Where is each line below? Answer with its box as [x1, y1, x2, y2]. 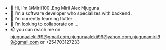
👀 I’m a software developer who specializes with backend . [10, 10, 133, 16]
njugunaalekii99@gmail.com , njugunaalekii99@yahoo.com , [10, 34, 133, 40]
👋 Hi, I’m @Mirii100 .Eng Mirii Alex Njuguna [10, 5, 100, 11]
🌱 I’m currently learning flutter [10, 16, 73, 21]
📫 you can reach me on [10, 27, 61, 32]
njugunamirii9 [132, 34, 161, 40]
